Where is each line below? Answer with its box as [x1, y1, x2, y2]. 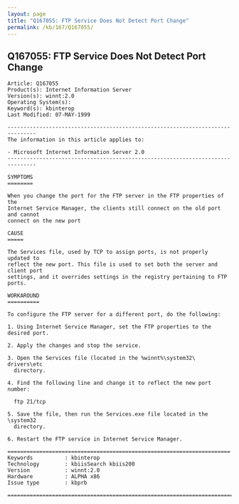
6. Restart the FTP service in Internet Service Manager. [7, 436, 183, 443]
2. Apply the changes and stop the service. [7, 342, 142, 349]
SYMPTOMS [7, 174, 33, 181]
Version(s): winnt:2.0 [7, 93, 75, 100]
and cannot [7, 211, 40, 218]
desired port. [7, 329, 50, 337]
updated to [7, 254, 40, 262]
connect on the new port [7, 217, 81, 225]
